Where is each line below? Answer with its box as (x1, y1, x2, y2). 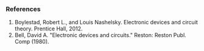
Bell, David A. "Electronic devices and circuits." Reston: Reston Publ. (14, 32, 187, 39)
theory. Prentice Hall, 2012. (14, 25, 83, 32)
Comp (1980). (14, 38, 49, 46)
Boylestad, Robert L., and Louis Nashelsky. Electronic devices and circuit (14, 19, 198, 26)
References (5, 5, 41, 13)
